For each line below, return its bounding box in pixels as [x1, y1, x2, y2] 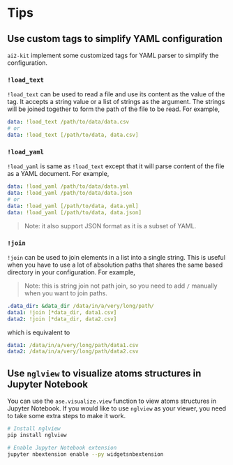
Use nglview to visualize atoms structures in [7, 367, 202, 379]
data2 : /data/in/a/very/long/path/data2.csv [7, 348, 139, 355]
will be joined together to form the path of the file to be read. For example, [7, 105, 220, 113]
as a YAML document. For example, [7, 170, 110, 178]
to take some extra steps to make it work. [7, 412, 126, 420]
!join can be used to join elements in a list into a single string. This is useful [7, 253, 225, 261]
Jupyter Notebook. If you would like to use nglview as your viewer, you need [7, 404, 227, 413]
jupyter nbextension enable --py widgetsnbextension [7, 450, 164, 458]
